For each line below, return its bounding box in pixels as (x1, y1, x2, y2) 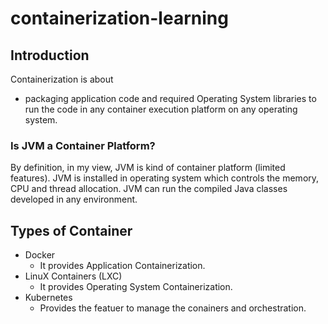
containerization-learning (10, 7, 229, 30)
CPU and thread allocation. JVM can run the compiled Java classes (10, 183, 288, 195)
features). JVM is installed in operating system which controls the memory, (10, 172, 320, 184)
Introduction (10, 47, 90, 64)
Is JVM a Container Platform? (10, 138, 156, 152)
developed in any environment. (10, 193, 138, 206)
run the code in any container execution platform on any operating (24, 103, 298, 115)
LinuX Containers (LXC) (24, 270, 123, 282)
